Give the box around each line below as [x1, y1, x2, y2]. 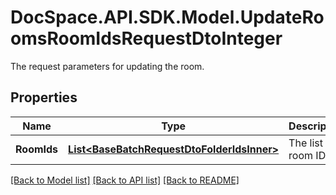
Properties [10, 89, 78, 106]
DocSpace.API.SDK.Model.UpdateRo [10, 6, 325, 29]
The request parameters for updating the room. [10, 60, 205, 72]
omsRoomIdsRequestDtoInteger [10, 27, 283, 50]
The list [288, 136, 323, 150]
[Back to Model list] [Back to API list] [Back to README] [10, 174, 240, 186]
